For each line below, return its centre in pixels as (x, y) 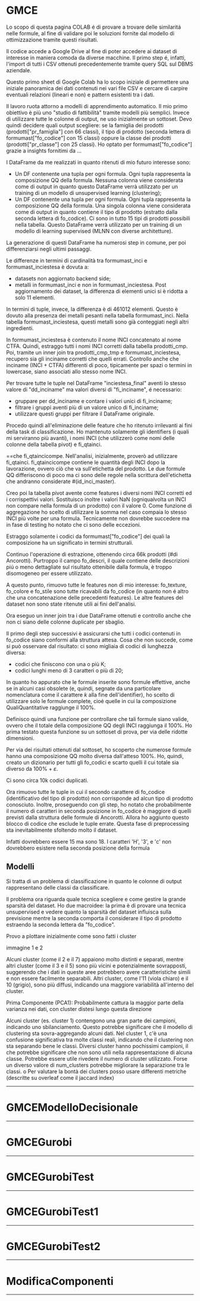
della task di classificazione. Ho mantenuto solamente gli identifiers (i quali (98, 432)
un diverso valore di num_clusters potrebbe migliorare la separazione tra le (98, 1065)
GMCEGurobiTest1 (52, 1212)
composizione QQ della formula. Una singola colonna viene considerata (103, 205)
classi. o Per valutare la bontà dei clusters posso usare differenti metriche (96, 1071)
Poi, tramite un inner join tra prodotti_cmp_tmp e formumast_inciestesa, (93, 352)
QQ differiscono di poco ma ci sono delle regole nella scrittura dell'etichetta (99, 475)
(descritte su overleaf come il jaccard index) (60, 1077)
